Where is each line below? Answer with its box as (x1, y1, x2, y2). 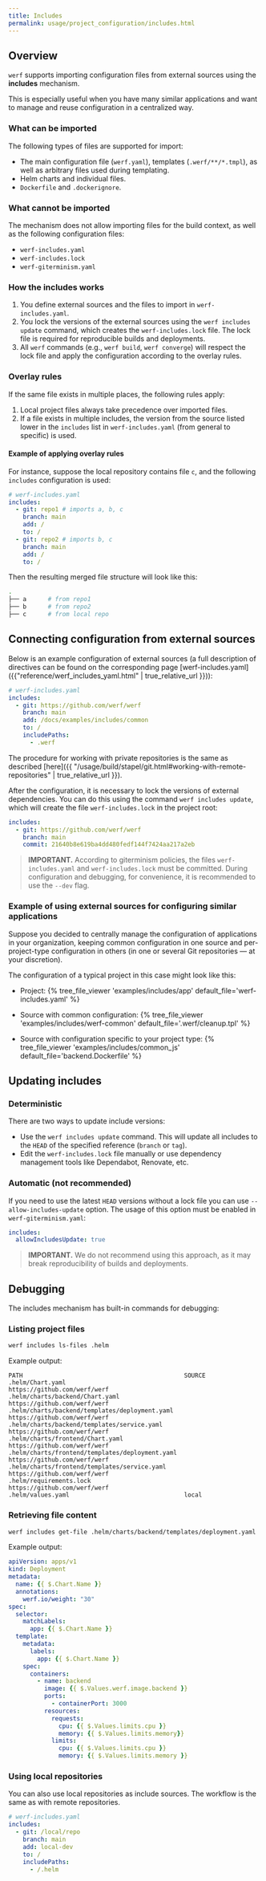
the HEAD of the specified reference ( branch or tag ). (19, 1140, 187, 1150)
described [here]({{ (8, 762, 72, 771)
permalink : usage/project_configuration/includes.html (8, 19, 195, 27)
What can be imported (8, 123, 98, 134)
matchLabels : (22, 1618, 66, 1626)
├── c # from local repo (8, 611, 110, 619)
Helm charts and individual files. (19, 173, 127, 183)
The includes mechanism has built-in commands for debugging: (8, 1303, 220, 1313)
